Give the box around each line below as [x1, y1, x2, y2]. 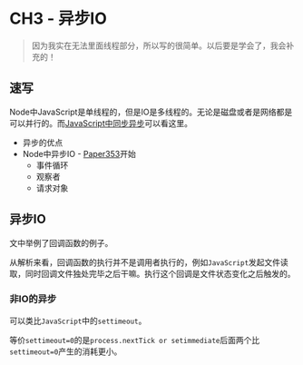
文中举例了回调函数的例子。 [9, 237, 113, 248]
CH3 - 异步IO [9, 8, 107, 29]
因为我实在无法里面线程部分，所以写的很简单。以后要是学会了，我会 [31, 40, 287, 51]
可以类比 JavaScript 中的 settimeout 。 [9, 315, 147, 326]
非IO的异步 [9, 292, 57, 305]
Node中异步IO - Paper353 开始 [22, 148, 136, 159]
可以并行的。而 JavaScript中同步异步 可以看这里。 [9, 117, 193, 128]
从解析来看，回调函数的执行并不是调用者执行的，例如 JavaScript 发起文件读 [9, 256, 288, 268]
